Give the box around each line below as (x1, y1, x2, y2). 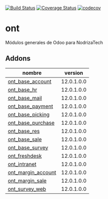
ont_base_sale (8, 135, 42, 143)
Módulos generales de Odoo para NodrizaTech (5, 39, 103, 45)
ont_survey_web (8, 185, 47, 192)
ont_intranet (8, 160, 37, 167)
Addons (5, 54, 31, 63)
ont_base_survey (8, 144, 48, 151)
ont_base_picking (8, 111, 50, 118)
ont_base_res (8, 127, 40, 134)
